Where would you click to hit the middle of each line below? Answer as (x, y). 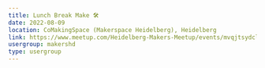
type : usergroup (35, 52)
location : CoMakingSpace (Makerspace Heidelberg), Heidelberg (112, 30)
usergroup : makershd (42, 45)
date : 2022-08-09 (37, 23)
